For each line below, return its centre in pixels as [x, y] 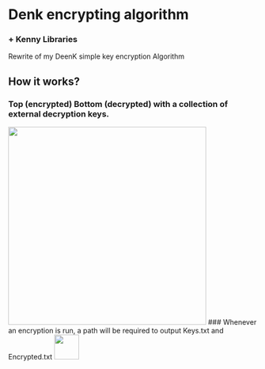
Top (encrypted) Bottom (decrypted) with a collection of [118, 104]
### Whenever [232, 322]
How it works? [44, 81]
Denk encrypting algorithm [98, 15]
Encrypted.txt [30, 357]
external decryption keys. [59, 114]
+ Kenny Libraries [43, 40]
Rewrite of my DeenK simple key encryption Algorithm [96, 56]
